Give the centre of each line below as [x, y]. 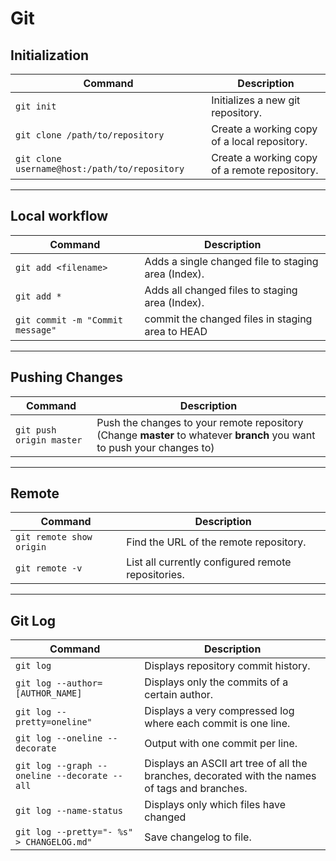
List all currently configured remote [209, 562]
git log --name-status [69, 811]
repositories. [155, 575]
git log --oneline [59, 738]
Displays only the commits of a [216, 682]
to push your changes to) [155, 447]
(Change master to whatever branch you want [206, 435]
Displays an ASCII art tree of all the [226, 764]
